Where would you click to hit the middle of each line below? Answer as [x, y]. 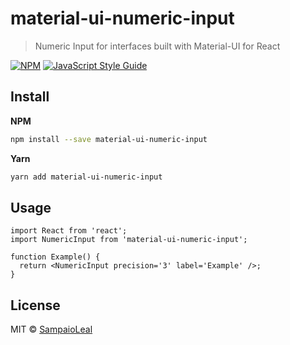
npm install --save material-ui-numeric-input [109, 139]
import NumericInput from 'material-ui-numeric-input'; [129, 240]
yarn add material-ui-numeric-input [86, 177]
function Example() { [55, 257]
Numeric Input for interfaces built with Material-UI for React [157, 46]
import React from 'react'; [69, 231]
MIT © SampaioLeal [51, 329]
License [35, 305]
